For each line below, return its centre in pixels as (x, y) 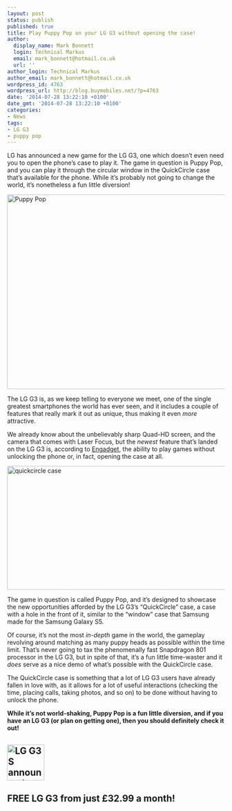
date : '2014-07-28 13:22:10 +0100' (58, 98)
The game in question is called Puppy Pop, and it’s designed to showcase (112, 600)
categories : (24, 110)
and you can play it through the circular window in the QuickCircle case (109, 170)
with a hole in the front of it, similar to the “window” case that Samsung (108, 614)
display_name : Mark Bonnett (54, 46)
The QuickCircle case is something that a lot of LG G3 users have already (111, 678)
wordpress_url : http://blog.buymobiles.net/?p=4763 (83, 91)
